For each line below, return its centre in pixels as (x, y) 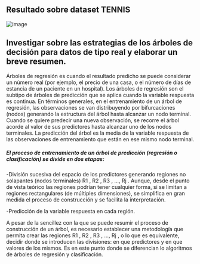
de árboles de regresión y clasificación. (55, 254)
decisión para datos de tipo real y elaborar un (92, 52)
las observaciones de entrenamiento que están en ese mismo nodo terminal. (100, 139)
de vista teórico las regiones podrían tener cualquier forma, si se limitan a (96, 187)
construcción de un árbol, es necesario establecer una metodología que (95, 229)
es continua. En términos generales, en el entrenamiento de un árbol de (94, 101)
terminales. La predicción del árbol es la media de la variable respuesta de (98, 133)
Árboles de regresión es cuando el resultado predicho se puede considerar (99, 76)
